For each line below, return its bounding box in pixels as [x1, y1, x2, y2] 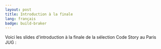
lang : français [5, 16, 36, 21]
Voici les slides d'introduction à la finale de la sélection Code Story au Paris [5, 34, 157, 40]
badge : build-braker [5, 21, 47, 26]
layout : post [5, 7, 32, 12]
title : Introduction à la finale [5, 12, 73, 17]
